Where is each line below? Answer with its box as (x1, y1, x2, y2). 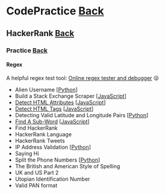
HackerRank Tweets (14, 137, 65, 144)
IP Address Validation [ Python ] (14, 143, 92, 151)
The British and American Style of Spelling (14, 162, 120, 169)
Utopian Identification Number (14, 175, 90, 183)
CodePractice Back (6, 4, 104, 18)
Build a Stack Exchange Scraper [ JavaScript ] (14, 92, 126, 100)
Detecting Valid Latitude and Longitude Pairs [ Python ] (14, 111, 149, 118)
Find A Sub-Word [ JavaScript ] (14, 118, 90, 125)
